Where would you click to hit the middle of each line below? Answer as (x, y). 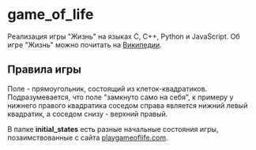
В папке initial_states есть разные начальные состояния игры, (113, 129)
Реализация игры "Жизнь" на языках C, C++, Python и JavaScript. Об (124, 36)
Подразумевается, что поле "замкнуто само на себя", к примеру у (120, 97)
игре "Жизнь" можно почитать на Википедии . (85, 44)
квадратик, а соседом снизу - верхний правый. (88, 114)
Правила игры (45, 70)
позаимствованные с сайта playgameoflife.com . (88, 137)
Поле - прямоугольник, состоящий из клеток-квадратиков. (107, 88)
